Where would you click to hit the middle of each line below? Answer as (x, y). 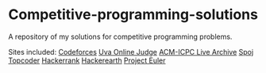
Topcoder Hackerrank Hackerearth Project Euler (87, 60)
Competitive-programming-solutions (133, 15)
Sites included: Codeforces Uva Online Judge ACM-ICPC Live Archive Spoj (131, 52)
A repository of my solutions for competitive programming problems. (120, 36)
